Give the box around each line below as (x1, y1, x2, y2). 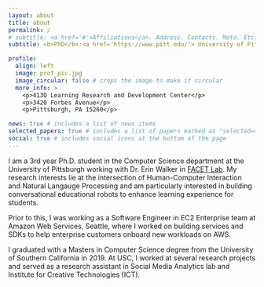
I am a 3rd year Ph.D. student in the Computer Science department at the (8, 156, 245, 165)
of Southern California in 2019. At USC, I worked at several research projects (8, 252, 256, 263)
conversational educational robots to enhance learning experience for (8, 189, 234, 198)
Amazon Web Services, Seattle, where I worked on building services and (8, 221, 244, 231)
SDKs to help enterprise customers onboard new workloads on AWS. (8, 229, 232, 239)
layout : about (8, 11, 55, 20)
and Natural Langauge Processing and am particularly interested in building (8, 181, 253, 191)
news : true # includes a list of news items (8, 120, 156, 128)
